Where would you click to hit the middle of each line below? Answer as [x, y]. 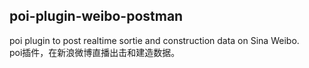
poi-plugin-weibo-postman [96, 16]
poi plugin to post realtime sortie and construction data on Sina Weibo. [154, 40]
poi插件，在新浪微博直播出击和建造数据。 [95, 52]
